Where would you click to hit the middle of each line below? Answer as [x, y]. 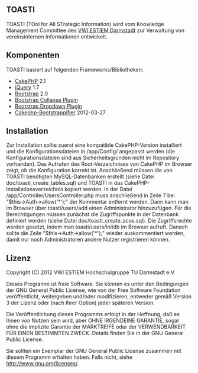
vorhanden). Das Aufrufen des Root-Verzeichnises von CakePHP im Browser [99, 164]
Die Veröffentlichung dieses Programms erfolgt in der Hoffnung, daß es [93, 314]
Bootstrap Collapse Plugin [46, 99]
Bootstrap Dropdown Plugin [48, 106]
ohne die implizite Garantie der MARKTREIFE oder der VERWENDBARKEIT [96, 327]
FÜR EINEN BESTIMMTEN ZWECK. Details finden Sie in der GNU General [95, 333]
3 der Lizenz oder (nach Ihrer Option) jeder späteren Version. [80, 303]
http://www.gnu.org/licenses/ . [43, 364]
